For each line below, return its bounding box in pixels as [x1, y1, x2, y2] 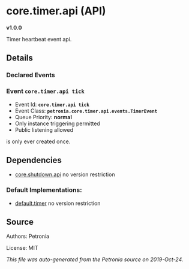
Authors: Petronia [6, 232, 50, 240]
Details [6, 53, 33, 64]
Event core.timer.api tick [6, 87, 85, 95]
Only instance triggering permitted [14, 120, 100, 127]
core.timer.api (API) [6, 4, 106, 18]
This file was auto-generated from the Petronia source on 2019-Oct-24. [6, 256, 184, 263]
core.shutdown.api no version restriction [14, 171, 115, 178]
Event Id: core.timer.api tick [14, 101, 90, 108]
